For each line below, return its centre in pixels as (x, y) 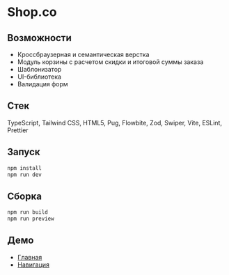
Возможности (39, 38)
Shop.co (32, 12)
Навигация (33, 265)
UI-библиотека (39, 77)
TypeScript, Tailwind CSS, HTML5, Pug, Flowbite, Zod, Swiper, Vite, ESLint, (115, 123)
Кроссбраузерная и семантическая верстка (83, 54)
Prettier (18, 130)
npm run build (28, 212)
